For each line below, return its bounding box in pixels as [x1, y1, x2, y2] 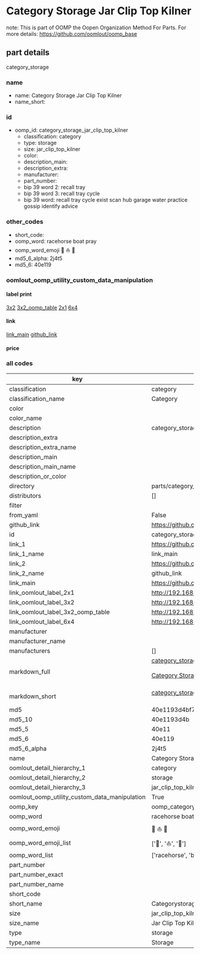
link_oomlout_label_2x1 [9, 588, 75, 597]
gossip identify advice [23, 203, 79, 210]
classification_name [9, 394, 65, 403]
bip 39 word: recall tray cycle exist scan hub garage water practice [23, 196, 188, 203]
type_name [9, 938, 40, 946]
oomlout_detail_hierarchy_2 [9, 773, 86, 782]
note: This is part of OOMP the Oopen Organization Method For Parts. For [6, 24, 186, 31]
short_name [9, 899, 43, 907]
